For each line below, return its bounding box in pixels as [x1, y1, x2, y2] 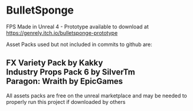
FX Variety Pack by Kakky [6, 58, 103, 68]
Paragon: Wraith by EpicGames [6, 76, 123, 86]
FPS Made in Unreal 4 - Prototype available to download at [6, 23, 149, 30]
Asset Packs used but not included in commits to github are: [6, 41, 152, 48]
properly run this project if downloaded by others [6, 98, 126, 105]
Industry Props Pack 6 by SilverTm [6, 67, 136, 77]
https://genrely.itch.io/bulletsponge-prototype [6, 29, 118, 36]
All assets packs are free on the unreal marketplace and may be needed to [6, 92, 188, 99]
